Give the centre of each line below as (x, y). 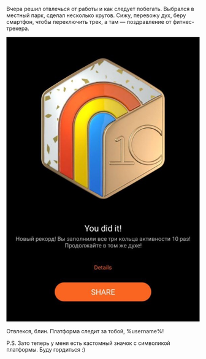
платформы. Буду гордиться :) (46, 349)
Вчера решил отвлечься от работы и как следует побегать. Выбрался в (100, 9)
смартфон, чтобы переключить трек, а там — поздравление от (89, 22)
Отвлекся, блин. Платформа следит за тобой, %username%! (85, 331)
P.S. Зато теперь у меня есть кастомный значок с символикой (88, 343)
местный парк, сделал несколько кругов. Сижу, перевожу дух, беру (96, 15)
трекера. (18, 28)
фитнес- (183, 22)
